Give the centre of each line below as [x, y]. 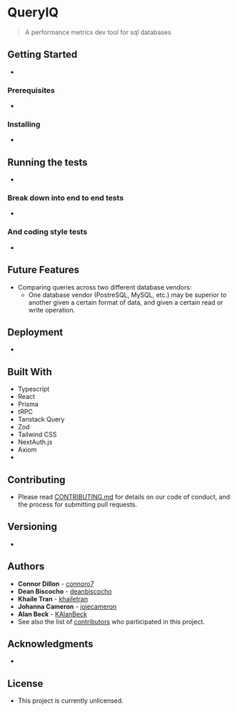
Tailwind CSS [37, 434]
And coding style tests [47, 232]
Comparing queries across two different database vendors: [105, 287]
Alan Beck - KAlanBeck [52, 614]
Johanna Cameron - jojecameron [67, 606]
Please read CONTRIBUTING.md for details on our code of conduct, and [124, 497]
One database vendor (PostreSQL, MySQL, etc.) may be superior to [127, 295]
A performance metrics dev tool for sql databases [98, 32]
